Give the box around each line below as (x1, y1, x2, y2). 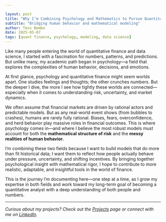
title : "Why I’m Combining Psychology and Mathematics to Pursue (5, 16, 142, 21)
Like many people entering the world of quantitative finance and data (5, 48, 146, 54)
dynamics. (5, 95, 26, 101)
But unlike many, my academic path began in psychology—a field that (5, 59, 147, 64)
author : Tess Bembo (5, 25, 45, 30)
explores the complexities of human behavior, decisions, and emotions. (5, 64, 150, 70)
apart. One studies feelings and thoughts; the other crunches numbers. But (5, 79, 158, 85)
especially (5, 90, 26, 95)
